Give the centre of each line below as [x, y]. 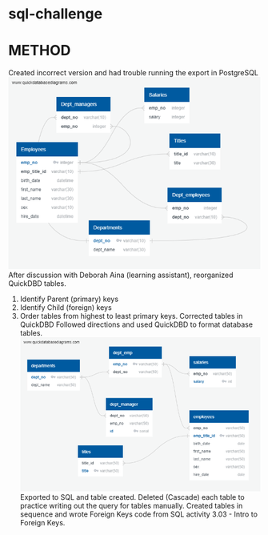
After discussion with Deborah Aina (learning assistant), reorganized [121, 275]
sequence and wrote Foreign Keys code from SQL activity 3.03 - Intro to [139, 514]
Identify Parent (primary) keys [69, 299]
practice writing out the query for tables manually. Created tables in [131, 505]
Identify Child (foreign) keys [66, 308]
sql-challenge [55, 14]
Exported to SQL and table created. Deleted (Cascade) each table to [132, 497]
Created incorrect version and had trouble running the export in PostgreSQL [133, 73]
